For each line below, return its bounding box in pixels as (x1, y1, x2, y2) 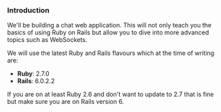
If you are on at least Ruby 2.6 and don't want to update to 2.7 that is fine (7, 90, 215, 98)
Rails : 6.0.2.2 (17, 77, 55, 85)
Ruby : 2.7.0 (17, 69, 50, 78)
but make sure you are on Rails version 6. (7, 98, 125, 106)
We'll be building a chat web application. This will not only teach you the (7, 21, 212, 30)
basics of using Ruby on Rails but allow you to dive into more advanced (7, 28, 209, 36)
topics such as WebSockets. (7, 36, 87, 44)
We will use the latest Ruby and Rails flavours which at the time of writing (7, 49, 215, 57)
